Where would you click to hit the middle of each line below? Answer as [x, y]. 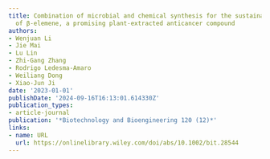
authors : [23, 31]
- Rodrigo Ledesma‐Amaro [50, 68]
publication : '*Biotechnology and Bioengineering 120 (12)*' [113, 120]
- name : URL [28, 135]
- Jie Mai [25, 46]
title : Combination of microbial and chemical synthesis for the [120, 16]
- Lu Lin [23, 53]
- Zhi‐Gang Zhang [37, 61]
